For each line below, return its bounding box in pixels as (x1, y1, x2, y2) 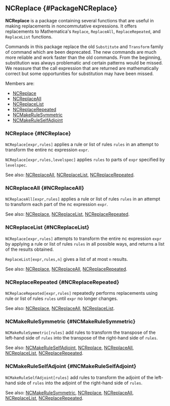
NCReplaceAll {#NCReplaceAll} (5, 185, 85, 192)
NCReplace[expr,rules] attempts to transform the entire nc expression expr (5, 235, 162, 242)
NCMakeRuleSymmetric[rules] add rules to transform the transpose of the (5, 329, 156, 335)
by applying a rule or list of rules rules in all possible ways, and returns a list (5, 241, 165, 247)
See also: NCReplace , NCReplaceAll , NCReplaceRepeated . (5, 266, 128, 272)
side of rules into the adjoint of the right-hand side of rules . (17, 380, 143, 386)
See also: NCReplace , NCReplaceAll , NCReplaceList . (5, 306, 115, 311)
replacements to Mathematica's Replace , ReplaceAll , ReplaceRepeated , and (5, 28, 161, 35)
